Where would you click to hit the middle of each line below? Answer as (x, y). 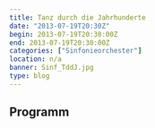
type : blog (30, 76)
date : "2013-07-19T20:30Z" (60, 26)
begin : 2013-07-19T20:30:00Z (64, 34)
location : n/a (36, 59)
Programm (39, 112)
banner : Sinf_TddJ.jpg (52, 68)
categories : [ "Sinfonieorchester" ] (76, 51)
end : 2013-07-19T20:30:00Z (60, 43)
